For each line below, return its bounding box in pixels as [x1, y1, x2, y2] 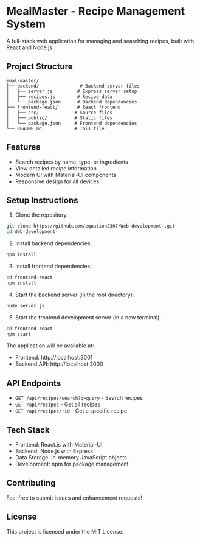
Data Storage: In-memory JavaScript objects [15, 454, 128, 461]
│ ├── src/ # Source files [6, 110, 113, 116]
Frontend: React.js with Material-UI [15, 441, 103, 448]
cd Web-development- [6, 229, 59, 235]
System [6, 17, 46, 31]
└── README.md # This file [6, 125, 105, 131]
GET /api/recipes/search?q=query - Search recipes [15, 394, 143, 402]
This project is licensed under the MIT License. [6, 528, 124, 535]
